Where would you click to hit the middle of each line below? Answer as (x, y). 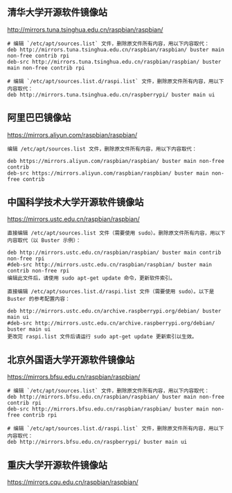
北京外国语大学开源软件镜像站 (71, 360)
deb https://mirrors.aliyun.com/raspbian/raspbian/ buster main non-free (116, 161)
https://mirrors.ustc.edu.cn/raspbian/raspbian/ (73, 219)
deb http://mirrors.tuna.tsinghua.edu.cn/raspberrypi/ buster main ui (111, 95)
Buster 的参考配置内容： (39, 299)
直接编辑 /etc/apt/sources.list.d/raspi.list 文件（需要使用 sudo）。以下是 (111, 292)
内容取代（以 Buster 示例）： (44, 241)
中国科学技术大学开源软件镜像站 (75, 202)
